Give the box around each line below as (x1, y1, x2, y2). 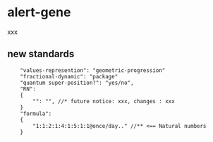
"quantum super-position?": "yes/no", (20, 79, 134, 86)
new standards (7, 48, 75, 60)
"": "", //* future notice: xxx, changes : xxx (32, 97, 175, 105)
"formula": (20, 110, 52, 117)
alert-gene (7, 4, 71, 20)
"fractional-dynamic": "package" (20, 73, 118, 80)
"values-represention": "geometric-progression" (20, 66, 166, 74)
